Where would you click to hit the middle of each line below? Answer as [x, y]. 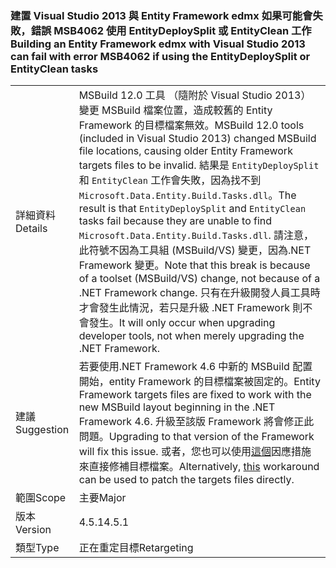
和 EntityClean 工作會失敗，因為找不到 [170, 180]
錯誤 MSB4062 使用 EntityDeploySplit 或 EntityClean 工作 [171, 30]
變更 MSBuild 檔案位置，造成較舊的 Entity [175, 110]
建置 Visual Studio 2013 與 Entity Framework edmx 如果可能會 [161, 15]
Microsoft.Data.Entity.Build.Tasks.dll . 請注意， [196, 235]
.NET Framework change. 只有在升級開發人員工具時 [199, 293]
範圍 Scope [41, 498]
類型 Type [37, 548]
